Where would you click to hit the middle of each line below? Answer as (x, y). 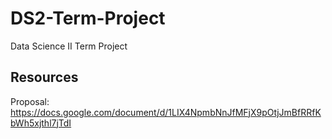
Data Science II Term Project (69, 46)
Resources (44, 77)
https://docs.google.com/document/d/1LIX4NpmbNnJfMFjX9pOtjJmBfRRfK (166, 112)
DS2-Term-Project (88, 18)
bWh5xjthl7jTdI (41, 123)
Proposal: (30, 101)
